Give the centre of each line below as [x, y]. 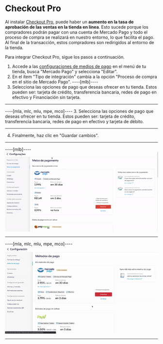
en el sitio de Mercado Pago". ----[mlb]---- [55, 82]
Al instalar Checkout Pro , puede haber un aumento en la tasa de [69, 22]
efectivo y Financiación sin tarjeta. [46, 97]
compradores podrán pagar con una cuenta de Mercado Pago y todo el [76, 32]
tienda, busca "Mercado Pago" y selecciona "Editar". [65, 71]
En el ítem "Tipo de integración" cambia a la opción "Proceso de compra [84, 77]
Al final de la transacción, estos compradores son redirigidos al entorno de [80, 42]
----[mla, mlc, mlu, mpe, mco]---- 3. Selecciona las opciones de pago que [79, 111]
